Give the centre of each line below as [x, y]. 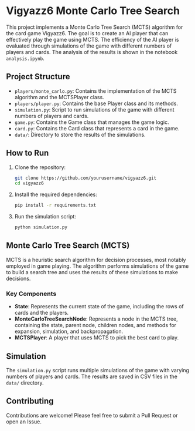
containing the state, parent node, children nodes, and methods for [95, 325]
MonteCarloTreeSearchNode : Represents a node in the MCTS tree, [96, 319]
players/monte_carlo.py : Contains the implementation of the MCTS [95, 91]
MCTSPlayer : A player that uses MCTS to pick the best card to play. [97, 338]
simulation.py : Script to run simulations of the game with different [94, 109]
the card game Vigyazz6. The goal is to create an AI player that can [87, 33]
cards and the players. [42, 313]
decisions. [18, 278]
